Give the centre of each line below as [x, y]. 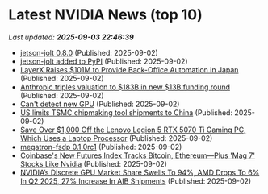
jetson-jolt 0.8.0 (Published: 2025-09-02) [89, 52]
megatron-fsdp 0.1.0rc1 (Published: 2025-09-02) [101, 147]
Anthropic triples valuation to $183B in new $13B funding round [125, 87]
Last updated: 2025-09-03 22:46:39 [71, 37]
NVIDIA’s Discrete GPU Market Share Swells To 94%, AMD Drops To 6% [140, 172]
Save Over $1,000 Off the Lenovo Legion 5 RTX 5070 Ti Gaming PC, [133, 130]
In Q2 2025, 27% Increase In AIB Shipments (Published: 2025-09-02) [136, 181]
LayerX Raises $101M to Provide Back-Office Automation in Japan [129, 69]
